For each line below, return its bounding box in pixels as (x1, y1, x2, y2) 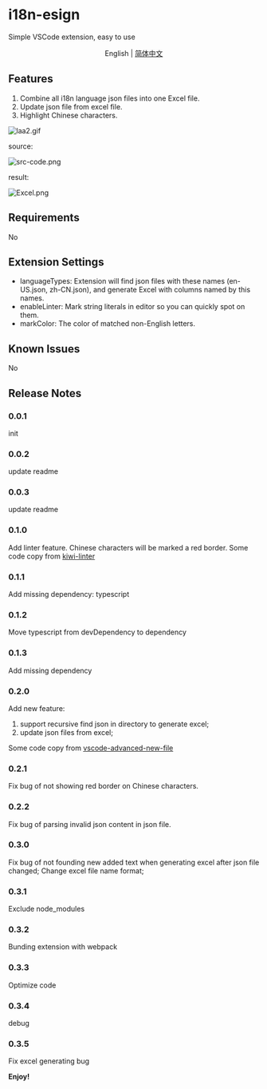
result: (8, 172, 29, 181)
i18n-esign (8, 6, 80, 24)
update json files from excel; (19, 727, 114, 737)
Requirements (8, 211, 80, 225)
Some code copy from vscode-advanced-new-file (8, 743, 174, 753)
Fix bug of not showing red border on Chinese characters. (8, 781, 199, 791)
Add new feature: (8, 703, 65, 713)
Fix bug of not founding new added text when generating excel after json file (8, 857, 260, 867)
